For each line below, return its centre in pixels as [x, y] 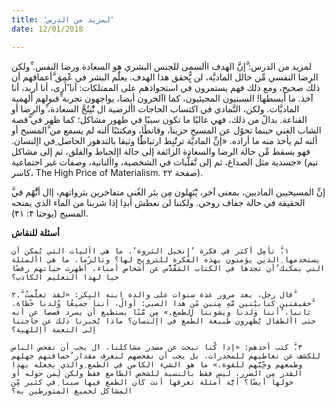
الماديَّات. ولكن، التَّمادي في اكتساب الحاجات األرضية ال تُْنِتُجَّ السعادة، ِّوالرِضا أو [155, 108]
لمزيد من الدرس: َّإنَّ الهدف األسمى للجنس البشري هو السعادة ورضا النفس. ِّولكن [161, 66]
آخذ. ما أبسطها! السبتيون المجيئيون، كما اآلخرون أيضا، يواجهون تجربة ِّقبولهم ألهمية [162, 98]
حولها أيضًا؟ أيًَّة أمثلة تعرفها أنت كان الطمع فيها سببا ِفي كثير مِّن [152, 382]
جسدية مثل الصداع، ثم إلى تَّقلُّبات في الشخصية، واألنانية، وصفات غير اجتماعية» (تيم [165, 162]
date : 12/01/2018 [47, 29]
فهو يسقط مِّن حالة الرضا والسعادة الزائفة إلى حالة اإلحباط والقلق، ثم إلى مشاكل [161, 151]
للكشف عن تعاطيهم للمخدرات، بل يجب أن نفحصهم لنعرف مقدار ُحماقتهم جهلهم [166, 356]
